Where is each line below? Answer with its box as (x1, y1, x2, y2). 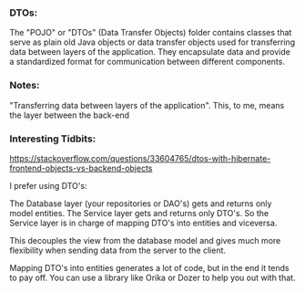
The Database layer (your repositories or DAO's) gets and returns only (9, 198, 272, 209)
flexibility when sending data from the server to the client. (9, 245, 226, 255)
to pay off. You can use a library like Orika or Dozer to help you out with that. (9, 272, 296, 283)
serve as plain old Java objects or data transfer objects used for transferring (9, 36, 296, 47)
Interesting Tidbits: (9, 132, 97, 145)
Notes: (9, 79, 40, 92)
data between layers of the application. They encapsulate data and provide (9, 47, 291, 57)
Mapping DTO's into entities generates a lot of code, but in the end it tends (9, 262, 290, 273)
